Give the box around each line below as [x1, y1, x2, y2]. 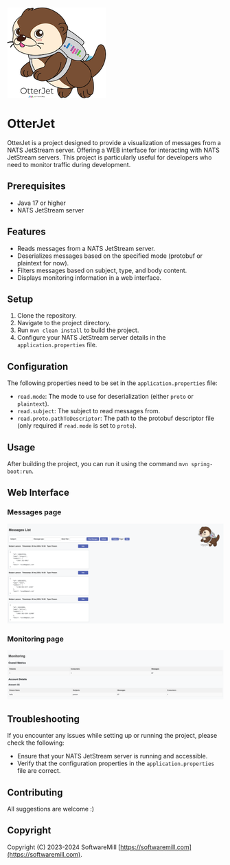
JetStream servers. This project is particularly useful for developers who [7, 153, 212, 162]
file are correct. [16, 767, 61, 775]
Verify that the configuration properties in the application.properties [16, 759, 215, 767]
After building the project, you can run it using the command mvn [7, 460, 189, 468]
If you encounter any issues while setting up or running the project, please [7, 732, 218, 740]
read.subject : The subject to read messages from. [16, 407, 160, 415]
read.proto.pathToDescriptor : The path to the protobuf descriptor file [16, 414, 215, 423]
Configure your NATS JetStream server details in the [16, 333, 166, 342]
